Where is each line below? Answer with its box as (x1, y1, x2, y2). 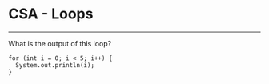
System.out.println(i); (15, 61, 94, 69)
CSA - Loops (8, 5, 94, 23)
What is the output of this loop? (8, 38, 112, 48)
